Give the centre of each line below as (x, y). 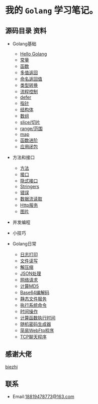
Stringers (29, 186)
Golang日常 (24, 244)
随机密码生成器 (35, 324)
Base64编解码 (34, 292)
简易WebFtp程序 (37, 330)
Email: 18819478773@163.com (43, 396)
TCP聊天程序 (33, 337)
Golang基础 (24, 44)
